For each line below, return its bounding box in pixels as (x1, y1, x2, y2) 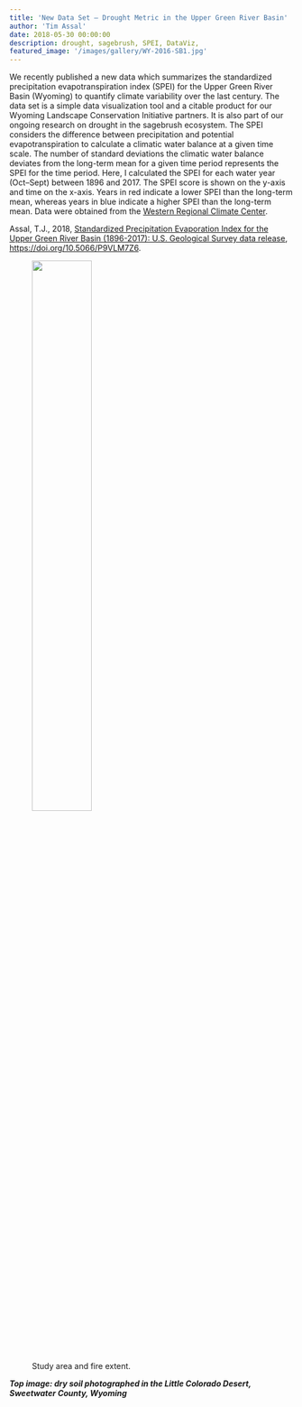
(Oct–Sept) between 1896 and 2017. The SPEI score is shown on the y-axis (9, 177, 286, 188)
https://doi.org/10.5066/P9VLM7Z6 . (9, 243, 142, 254)
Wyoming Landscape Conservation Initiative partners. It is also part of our (9, 110, 284, 121)
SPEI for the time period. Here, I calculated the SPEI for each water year (9, 168, 276, 179)
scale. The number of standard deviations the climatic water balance (9, 148, 264, 159)
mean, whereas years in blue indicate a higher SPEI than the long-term (9, 196, 272, 208)
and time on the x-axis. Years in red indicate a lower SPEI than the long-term (9, 187, 293, 198)
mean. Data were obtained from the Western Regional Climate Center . (9, 206, 269, 217)
